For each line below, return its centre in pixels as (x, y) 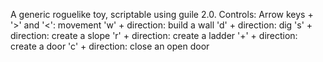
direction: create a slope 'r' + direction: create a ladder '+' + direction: (154, 35)
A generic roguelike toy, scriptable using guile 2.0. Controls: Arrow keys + (162, 14)
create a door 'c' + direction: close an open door (110, 46)
